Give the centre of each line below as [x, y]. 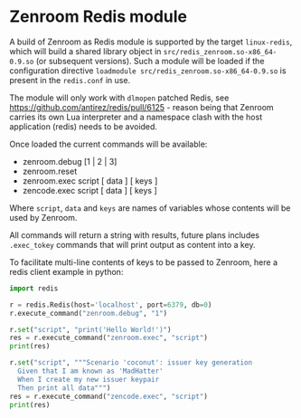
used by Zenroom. [43, 217]
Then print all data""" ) [64, 388]
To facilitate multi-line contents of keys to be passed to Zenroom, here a [144, 262]
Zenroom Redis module [99, 17]
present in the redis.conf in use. [70, 80]
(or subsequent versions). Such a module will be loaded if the [150, 61]
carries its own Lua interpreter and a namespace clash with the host [136, 117]
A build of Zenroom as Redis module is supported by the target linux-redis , [151, 42]
